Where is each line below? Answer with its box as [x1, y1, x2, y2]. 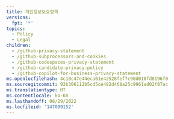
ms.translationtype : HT [6, 87, 66, 93]
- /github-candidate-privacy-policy [11, 64, 104, 71]
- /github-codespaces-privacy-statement [11, 59, 114, 65]
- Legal [11, 37, 31, 43]
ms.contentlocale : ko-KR [6, 93, 69, 99]
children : [6, 43, 31, 49]
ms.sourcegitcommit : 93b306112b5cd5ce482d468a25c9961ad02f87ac [6, 82, 169, 88]
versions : [6, 14, 31, 20]
